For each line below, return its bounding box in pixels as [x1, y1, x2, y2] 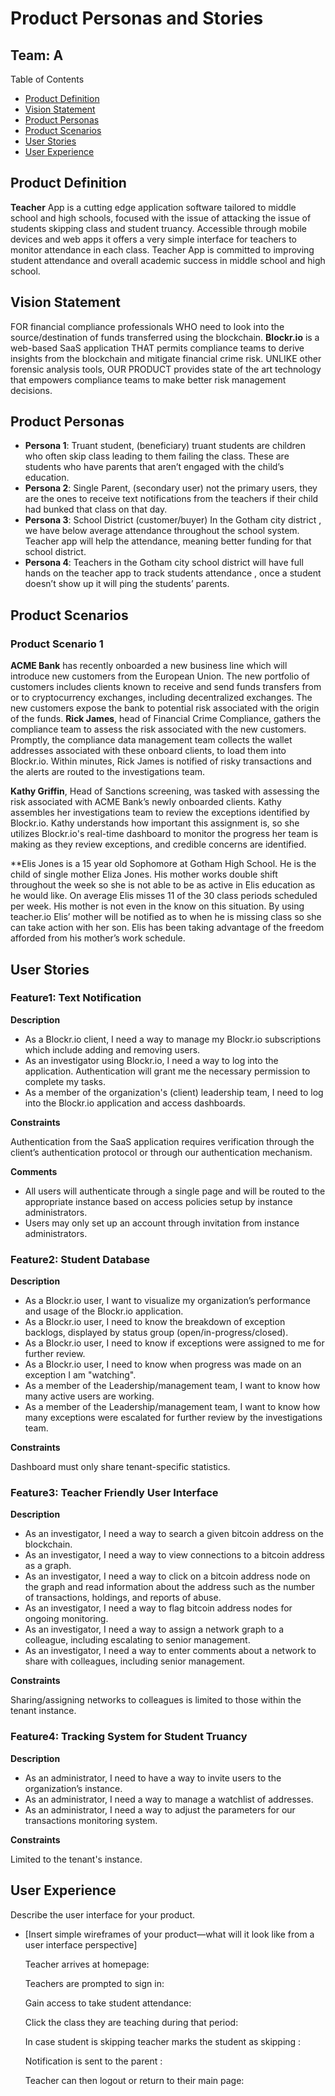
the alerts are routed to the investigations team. [10, 766, 206, 778]
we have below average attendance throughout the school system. [24, 525, 300, 537]
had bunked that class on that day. [24, 503, 168, 516]
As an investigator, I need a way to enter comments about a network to [24, 1645, 317, 1657]
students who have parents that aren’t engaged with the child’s [24, 461, 285, 473]
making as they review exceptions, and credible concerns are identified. [10, 838, 307, 851]
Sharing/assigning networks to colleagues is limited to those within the [10, 1694, 302, 1706]
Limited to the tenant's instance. [10, 1853, 143, 1865]
